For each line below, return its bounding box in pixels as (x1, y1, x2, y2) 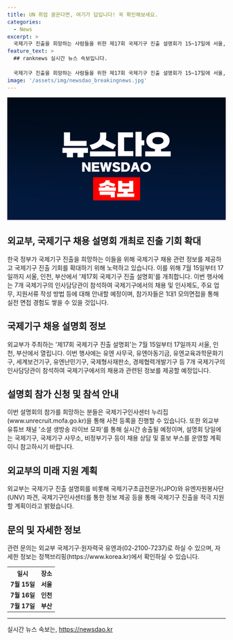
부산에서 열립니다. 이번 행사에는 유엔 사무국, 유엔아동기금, (16, 348, 172, 357)
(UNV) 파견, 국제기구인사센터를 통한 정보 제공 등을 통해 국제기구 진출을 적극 (7, 493, 212, 501)
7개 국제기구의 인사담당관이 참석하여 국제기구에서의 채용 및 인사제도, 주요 (14, 281, 213, 289)
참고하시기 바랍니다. (19, 443, 74, 451)
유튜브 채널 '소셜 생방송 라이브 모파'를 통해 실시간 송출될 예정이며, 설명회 (7, 425, 203, 434)
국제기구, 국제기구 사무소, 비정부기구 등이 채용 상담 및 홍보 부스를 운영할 (14, 434, 209, 443)
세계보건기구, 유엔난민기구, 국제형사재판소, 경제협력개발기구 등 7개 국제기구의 (16, 357, 225, 366)
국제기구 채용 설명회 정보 (7, 321, 106, 332)
